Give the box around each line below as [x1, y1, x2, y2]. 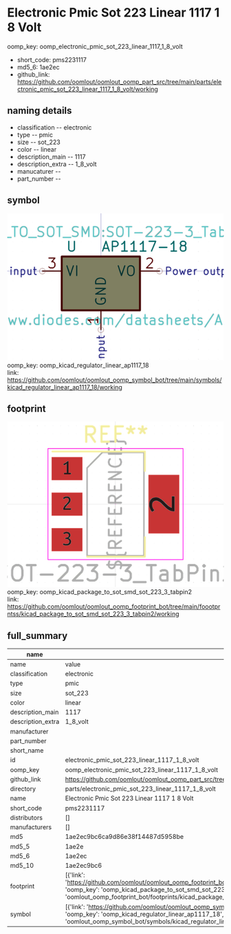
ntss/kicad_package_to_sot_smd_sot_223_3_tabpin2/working [7, 610, 180, 618]
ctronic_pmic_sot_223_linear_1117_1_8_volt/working [16, 85, 158, 93]
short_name [10, 747, 44, 755]
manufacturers [10, 823, 52, 831]
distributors [10, 813, 43, 822]
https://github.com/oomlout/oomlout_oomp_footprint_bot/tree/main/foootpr [7, 602, 221, 611]
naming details [7, 105, 72, 116]
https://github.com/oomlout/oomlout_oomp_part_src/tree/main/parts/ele [16, 77, 222, 85]
